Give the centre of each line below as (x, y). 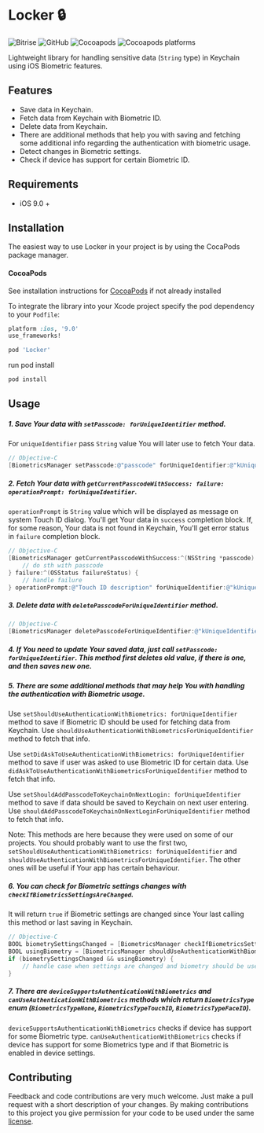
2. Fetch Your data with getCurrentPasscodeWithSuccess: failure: (116, 483)
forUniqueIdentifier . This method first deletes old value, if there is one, (127, 658)
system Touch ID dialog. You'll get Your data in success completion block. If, (130, 520)
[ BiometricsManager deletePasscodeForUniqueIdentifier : (101, 632)
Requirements (43, 184)
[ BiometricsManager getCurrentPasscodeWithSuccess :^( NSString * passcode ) (132, 559)
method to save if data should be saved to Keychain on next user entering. (128, 803)
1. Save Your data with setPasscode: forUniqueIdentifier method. (117, 424)
